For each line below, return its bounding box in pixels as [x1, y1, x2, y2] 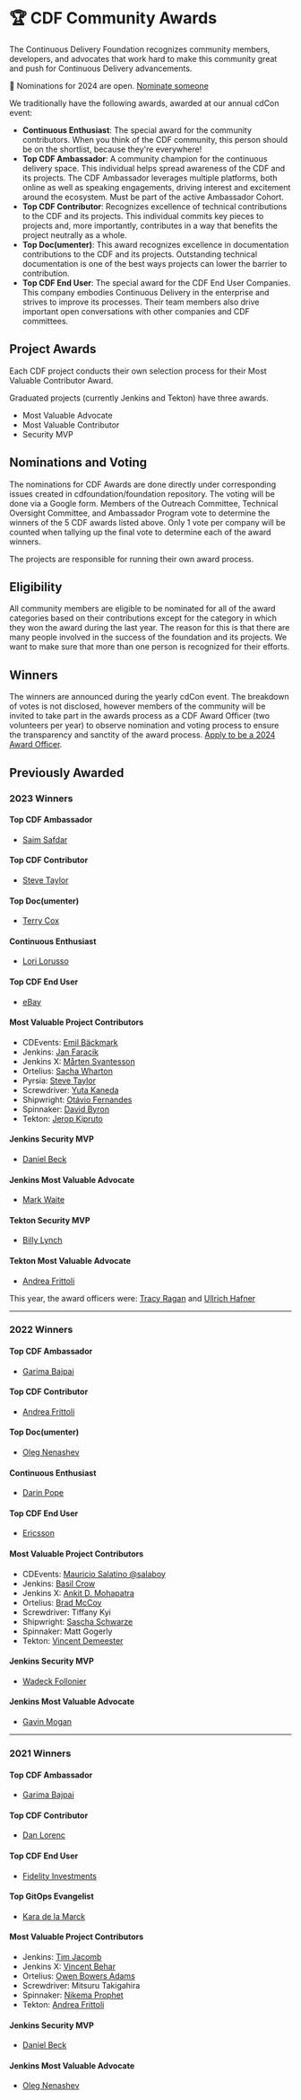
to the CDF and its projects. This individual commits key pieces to [21, 210, 264, 221]
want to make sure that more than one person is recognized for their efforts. [9, 641, 290, 652]
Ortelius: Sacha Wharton [21, 1065, 114, 1076]
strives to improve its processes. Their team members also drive [21, 296, 260, 307]
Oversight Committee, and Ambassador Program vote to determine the [9, 507, 271, 518]
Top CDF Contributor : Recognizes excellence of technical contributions [21, 200, 288, 212]
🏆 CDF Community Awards [9, 8, 218, 29]
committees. [21, 315, 69, 326]
